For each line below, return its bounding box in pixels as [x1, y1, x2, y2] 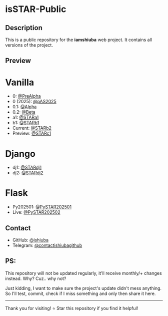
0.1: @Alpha [12, 104, 37, 110]
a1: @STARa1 [12, 114, 39, 121]
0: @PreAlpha [12, 93, 41, 99]
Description [5, 24, 42, 32]
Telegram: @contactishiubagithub [12, 242, 82, 248]
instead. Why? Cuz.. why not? [5, 275, 66, 281]
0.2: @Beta [12, 109, 36, 115]
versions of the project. [5, 42, 53, 48]
